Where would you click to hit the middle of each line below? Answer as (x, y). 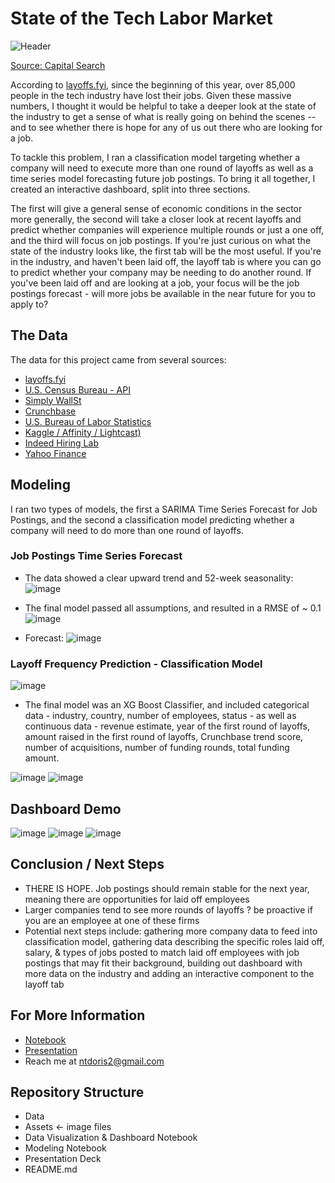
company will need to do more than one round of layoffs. (127, 530)
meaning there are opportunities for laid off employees (137, 899)
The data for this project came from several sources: (118, 359)
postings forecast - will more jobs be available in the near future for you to (163, 293)
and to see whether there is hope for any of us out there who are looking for (166, 127)
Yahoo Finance (55, 453)
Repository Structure (77, 1092)
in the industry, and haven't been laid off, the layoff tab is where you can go (166, 261)
